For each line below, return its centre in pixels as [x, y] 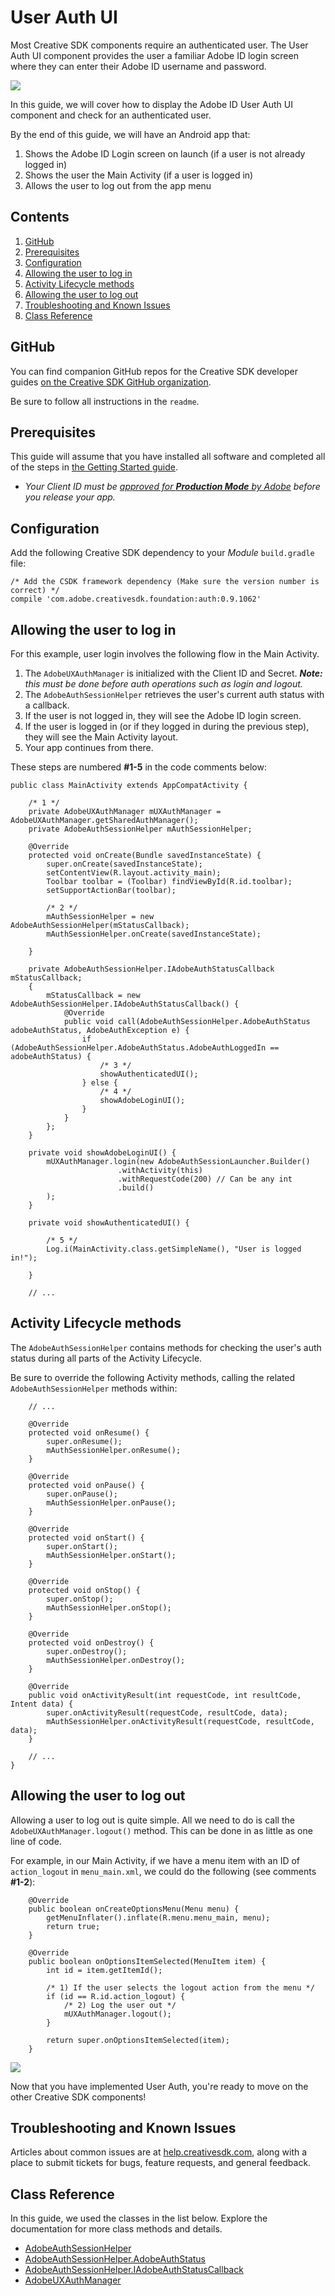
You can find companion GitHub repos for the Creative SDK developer [154, 371]
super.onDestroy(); [87, 1651]
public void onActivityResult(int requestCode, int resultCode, [165, 1695]
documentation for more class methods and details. [116, 2229]
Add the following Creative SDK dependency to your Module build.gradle [162, 553]
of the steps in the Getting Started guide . [94, 467]
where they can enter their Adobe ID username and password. [138, 66]
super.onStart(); [82, 1546]
